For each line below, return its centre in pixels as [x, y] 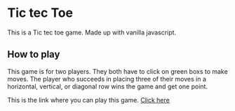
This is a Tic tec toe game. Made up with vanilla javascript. [92, 32]
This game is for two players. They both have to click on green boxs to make [117, 71]
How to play [34, 54]
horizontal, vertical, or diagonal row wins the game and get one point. [108, 86]
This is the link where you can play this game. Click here [88, 100]
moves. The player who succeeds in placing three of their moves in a [107, 79]
